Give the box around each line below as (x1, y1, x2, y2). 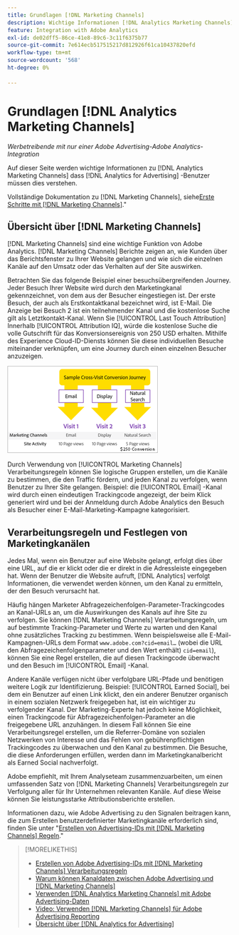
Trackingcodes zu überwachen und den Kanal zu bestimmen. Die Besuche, (7, 743, 228, 752)
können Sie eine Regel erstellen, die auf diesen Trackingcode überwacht (7, 653, 220, 663)
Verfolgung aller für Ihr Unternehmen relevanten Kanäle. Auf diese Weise (7, 787, 221, 796)
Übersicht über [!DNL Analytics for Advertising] (35, 920, 174, 929)
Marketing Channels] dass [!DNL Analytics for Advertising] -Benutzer (7, 171, 211, 180)
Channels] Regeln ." (7, 832, 64, 840)
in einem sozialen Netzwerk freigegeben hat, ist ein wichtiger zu (7, 698, 196, 706)
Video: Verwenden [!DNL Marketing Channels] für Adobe (35, 904, 203, 913)
